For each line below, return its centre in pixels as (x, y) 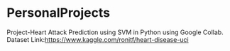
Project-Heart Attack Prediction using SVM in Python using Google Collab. (115, 32)
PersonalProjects (59, 13)
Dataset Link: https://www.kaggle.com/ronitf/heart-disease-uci (98, 39)
